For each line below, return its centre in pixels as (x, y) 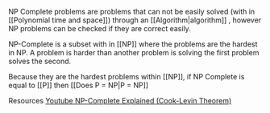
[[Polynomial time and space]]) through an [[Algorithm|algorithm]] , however (135, 20)
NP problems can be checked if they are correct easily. (100, 28)
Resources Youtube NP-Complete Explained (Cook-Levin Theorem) (120, 101)
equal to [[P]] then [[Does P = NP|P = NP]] (79, 85)
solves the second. (40, 61)
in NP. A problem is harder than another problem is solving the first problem (134, 52)
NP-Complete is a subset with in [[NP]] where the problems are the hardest (133, 44)
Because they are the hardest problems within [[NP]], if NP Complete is (127, 77)
